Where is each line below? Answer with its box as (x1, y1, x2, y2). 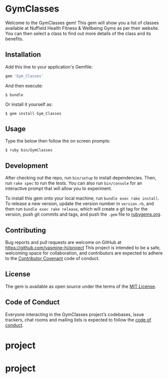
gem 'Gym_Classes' (5, 74, 44, 79)
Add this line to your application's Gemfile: (5, 64, 93, 70)
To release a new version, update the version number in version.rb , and (5, 201, 154, 207)
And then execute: (5, 83, 43, 89)
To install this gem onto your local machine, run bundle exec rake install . (5, 195, 159, 202)
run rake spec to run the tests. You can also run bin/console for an (5, 180, 142, 186)
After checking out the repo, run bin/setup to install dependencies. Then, (5, 175, 156, 181)
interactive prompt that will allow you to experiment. (5, 185, 112, 192)
